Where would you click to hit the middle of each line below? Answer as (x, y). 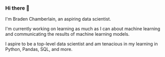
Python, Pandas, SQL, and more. (39, 49)
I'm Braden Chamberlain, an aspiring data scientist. (58, 19)
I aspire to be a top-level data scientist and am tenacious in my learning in (81, 44)
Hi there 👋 (18, 8)
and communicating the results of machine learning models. (67, 34)
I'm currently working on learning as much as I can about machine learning (83, 29)
